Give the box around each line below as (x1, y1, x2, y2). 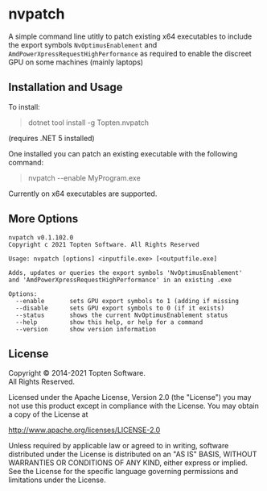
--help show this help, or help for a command (15, 318, 203, 327)
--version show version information (15, 325, 157, 333)
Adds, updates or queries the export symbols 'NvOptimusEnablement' (8, 268, 243, 277)
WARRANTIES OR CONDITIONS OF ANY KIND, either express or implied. (8, 458, 248, 468)
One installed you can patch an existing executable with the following (8, 148, 238, 158)
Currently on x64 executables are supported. (8, 189, 158, 198)
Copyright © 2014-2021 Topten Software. (8, 368, 146, 378)
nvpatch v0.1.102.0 (8, 233, 74, 242)
